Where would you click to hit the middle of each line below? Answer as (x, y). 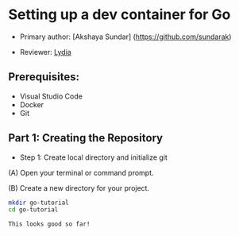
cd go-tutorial (33, 210)
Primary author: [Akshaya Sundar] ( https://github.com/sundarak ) (125, 37)
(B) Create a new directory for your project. (79, 188)
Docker (32, 104)
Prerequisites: (44, 77)
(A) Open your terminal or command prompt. (81, 172)
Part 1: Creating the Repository (86, 138)
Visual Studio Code (51, 96)
